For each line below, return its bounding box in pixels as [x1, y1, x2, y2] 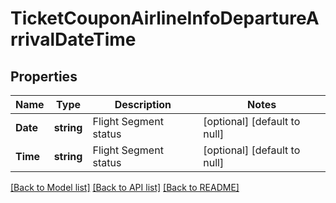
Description [114, 98, 172, 111]
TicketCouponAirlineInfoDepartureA [10, 7, 320, 30]
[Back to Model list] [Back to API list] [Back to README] [10, 182, 240, 193]
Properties [10, 68, 78, 85]
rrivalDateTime [10, 28, 137, 51]
